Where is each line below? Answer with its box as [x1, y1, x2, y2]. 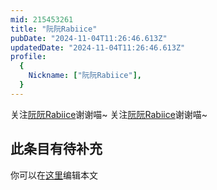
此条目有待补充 [10, 141, 103, 158]
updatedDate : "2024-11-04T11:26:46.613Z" [10, 42, 186, 53]
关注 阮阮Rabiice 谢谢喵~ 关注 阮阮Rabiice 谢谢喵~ [10, 108, 208, 120]
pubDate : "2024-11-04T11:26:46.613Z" [10, 33, 168, 43]
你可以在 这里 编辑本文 [10, 169, 98, 181]
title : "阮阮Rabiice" [10, 24, 98, 34]
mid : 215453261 [10, 14, 74, 25]
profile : [10, 52, 47, 62]
